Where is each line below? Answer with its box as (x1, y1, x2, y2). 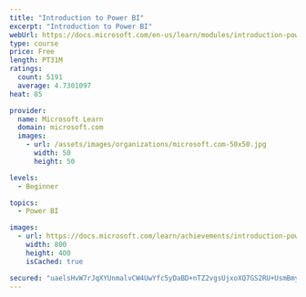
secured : (9, 273, 43, 282)
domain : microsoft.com (17, 123, 104, 132)
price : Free (9, 47, 55, 56)
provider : (9, 106, 47, 115)
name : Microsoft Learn (17, 115, 104, 124)
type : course (9, 38, 59, 48)
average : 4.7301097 (17, 81, 92, 90)
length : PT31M (9, 56, 64, 65)
